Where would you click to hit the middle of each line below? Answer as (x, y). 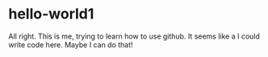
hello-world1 (51, 14)
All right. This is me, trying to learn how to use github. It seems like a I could (134, 36)
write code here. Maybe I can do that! (71, 44)
